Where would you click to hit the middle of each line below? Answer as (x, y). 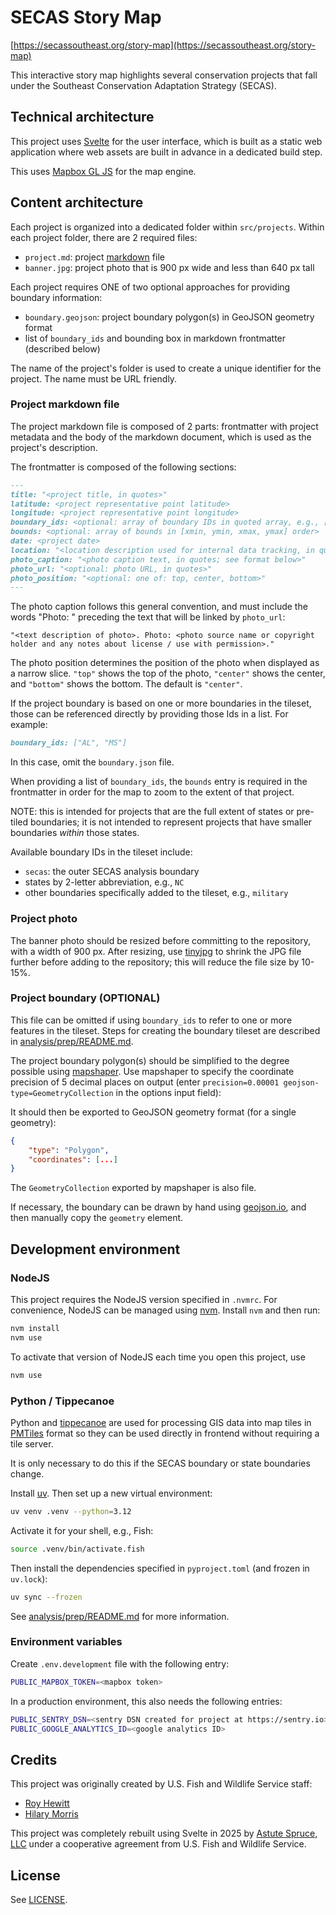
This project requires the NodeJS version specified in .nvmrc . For (144, 1300)
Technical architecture (82, 117)
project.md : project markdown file (94, 257)
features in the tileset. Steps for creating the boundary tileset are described (165, 1030)
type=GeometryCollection (62, 1093)
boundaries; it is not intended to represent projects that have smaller (171, 822)
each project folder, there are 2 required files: (104, 237)
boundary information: (56, 297)
